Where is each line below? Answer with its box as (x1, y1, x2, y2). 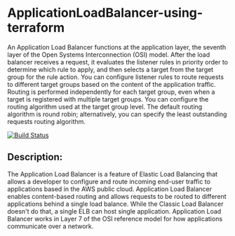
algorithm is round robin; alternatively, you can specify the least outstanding (7, 110, 227, 118)
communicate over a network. (7, 222, 94, 230)
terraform (7, 20, 65, 36)
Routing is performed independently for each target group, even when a (7, 88, 215, 96)
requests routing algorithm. (7, 117, 86, 125)
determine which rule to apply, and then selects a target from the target (7, 65, 214, 74)
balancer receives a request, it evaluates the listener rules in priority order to (7, 57, 229, 66)
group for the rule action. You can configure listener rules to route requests (7, 72, 224, 81)
